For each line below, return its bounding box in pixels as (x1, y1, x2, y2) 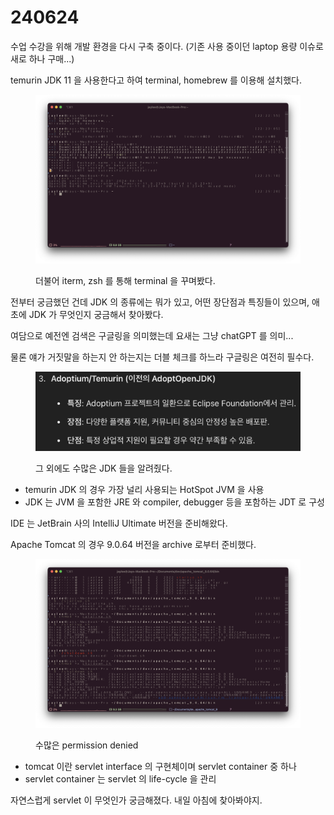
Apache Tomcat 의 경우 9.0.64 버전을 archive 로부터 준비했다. (10, 538, 257, 550)
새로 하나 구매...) (10, 52, 75, 65)
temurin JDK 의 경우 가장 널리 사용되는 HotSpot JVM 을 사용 (24, 483, 265, 495)
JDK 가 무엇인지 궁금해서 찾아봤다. (28, 308, 164, 320)
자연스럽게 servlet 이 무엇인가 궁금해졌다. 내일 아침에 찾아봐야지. (10, 794, 263, 806)
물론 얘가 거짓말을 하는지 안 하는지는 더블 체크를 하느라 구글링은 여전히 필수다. (10, 351, 315, 363)
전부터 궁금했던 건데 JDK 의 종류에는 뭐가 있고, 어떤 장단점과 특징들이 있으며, (10, 296, 310, 308)
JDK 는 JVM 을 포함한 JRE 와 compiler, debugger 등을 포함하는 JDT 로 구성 (24, 496, 325, 508)
